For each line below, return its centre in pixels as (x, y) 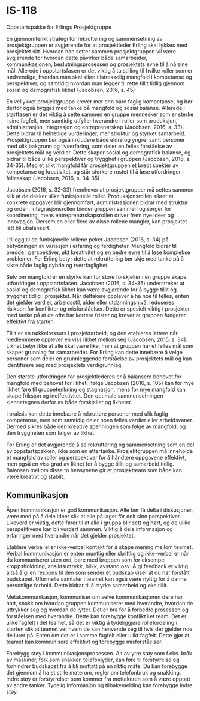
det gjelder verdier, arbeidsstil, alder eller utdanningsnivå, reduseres (90, 302)
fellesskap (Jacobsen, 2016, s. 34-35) (53, 178)
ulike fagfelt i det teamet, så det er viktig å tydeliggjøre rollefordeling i (92, 622)
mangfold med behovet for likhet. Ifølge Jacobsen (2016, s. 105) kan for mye (100, 383)
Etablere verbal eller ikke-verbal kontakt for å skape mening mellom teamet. (100, 547)
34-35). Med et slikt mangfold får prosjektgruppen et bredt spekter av (93, 165)
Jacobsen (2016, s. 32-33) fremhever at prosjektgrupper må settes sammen (100, 189)
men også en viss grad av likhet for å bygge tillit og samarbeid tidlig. (90, 464)
